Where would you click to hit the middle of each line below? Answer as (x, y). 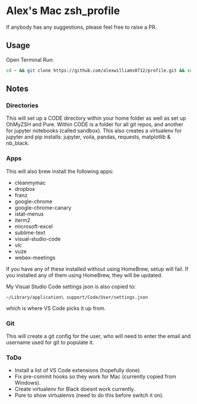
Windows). (28, 383)
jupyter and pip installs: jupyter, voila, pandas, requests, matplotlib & (89, 137)
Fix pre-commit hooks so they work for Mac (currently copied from (95, 376)
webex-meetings (35, 257)
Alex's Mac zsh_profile (63, 11)
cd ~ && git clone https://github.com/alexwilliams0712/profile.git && (95, 70)
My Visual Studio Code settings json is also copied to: (71, 287)
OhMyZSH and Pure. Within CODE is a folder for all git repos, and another (95, 124)
